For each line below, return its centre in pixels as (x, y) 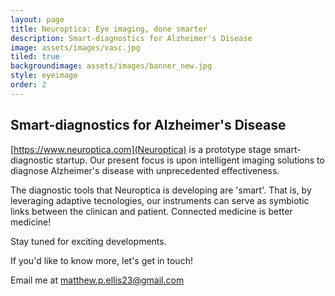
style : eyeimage (44, 76)
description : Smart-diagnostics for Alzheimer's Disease (131, 38)
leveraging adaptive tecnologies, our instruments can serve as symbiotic (160, 200)
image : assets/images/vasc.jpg (75, 47)
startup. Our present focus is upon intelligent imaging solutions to (190, 160)
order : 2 (28, 85)
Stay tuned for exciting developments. (88, 241)
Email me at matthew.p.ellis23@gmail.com (97, 280)
